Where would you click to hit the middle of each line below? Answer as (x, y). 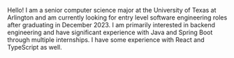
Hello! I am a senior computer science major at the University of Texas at (112, 10)
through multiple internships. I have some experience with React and (106, 40)
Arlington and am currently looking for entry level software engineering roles (117, 17)
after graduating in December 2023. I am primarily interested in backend (111, 25)
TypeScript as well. (35, 47)
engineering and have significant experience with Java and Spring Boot (110, 32)
